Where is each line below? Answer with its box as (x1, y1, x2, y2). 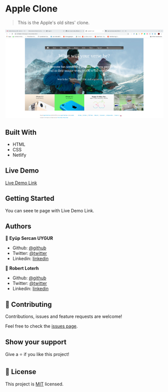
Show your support (5, 337, 67, 346)
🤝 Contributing (5, 300, 52, 308)
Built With (5, 128, 37, 137)
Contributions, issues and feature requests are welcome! (5, 313, 122, 319)
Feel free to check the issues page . (5, 323, 78, 329)
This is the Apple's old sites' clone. (17, 20, 90, 26)
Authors (5, 222, 32, 231)
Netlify (12, 152, 27, 158)
